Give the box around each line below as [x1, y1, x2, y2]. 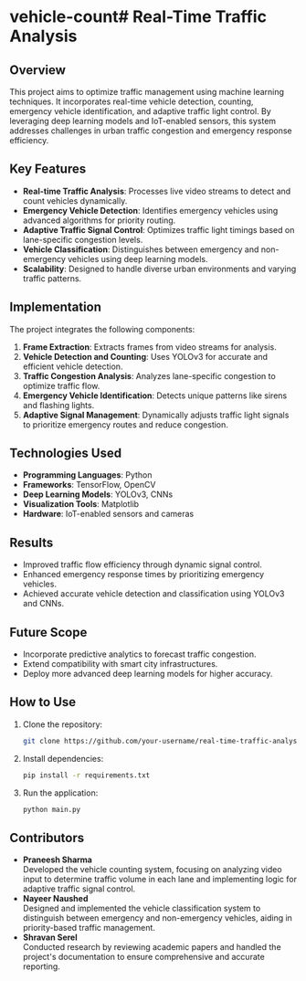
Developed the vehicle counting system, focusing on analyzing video [22, 864, 282, 875]
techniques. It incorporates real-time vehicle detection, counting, [9, 96, 254, 107]
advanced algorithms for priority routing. [22, 215, 176, 226]
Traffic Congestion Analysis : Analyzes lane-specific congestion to [22, 370, 276, 381]
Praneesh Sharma [22, 854, 93, 865]
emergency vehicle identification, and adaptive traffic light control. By [9, 106, 271, 116]
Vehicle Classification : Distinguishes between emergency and [22, 244, 259, 255]
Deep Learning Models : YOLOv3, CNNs [22, 489, 174, 500]
